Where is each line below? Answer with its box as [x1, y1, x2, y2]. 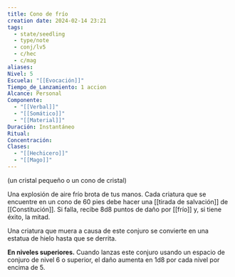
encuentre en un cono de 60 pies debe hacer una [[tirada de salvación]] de [7, 197, 229, 206]
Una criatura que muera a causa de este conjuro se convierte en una [7, 226, 209, 235]
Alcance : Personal [7, 90, 62, 97]
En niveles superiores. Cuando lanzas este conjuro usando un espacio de [7, 248, 226, 256]
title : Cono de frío [7, 10, 69, 18]
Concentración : [7, 136, 53, 143]
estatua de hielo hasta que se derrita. [7, 233, 117, 243]
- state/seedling [14, 30, 66, 38]
